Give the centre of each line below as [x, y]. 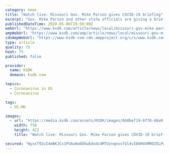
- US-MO [18, 107]
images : [13, 116]
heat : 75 [14, 52]
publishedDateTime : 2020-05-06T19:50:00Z [49, 24]
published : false [23, 56]
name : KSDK [21, 70]
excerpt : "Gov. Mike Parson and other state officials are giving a [78, 19]
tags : [11, 102]
